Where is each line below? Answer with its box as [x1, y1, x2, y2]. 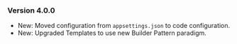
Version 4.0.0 [7, 6, 55, 15]
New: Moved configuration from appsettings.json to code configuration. [17, 22, 231, 30]
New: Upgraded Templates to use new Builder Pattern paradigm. [17, 29, 207, 37]
